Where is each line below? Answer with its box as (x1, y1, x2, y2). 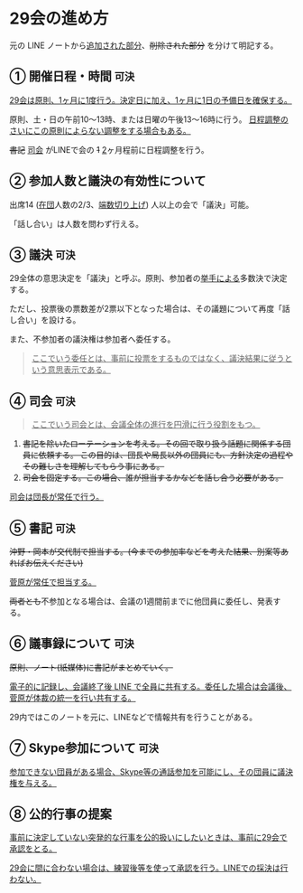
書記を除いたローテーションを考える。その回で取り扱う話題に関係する (22, 438, 284, 449)
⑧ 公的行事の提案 (9, 806, 113, 822)
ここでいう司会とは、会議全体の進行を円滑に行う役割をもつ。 (31, 419, 261, 430)
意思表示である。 (47, 364, 111, 375)
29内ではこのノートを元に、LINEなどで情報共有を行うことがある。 (9, 711, 258, 722)
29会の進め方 (9, 8, 109, 29)
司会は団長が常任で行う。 (9, 492, 105, 503)
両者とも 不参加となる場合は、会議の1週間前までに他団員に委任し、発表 (9, 596, 273, 606)
